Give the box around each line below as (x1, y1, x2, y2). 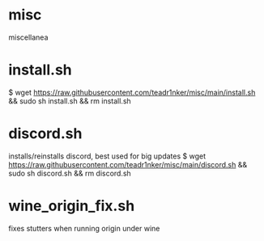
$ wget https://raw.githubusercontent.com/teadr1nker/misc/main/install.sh (8, 87, 256, 97)
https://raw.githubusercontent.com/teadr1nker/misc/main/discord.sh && (8, 159, 248, 169)
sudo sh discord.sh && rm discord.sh (8, 168, 131, 178)
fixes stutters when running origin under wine (8, 223, 160, 233)
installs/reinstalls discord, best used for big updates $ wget (8, 151, 207, 161)
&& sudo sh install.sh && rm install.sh (8, 95, 131, 106)
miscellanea (8, 32, 49, 42)
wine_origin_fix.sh (8, 197, 135, 215)
